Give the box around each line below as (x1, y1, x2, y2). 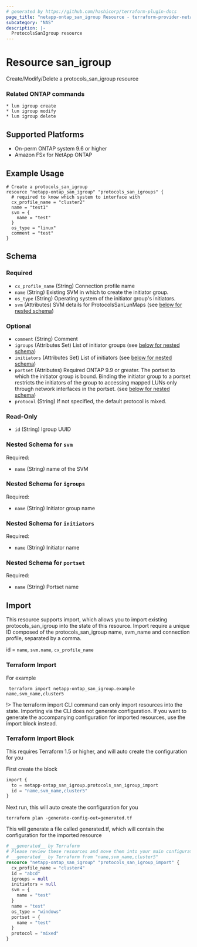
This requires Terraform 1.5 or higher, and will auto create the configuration (6, 748, 188, 755)
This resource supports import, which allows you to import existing (6, 616, 168, 623)
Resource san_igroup (6, 56, 111, 69)
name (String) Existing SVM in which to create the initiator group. (14, 289, 169, 296)
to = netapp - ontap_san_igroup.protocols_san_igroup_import (11, 782, 159, 788)
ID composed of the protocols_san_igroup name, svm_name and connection (6, 628, 190, 635)
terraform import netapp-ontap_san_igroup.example (8, 685, 135, 691)
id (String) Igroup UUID (14, 426, 72, 433)
